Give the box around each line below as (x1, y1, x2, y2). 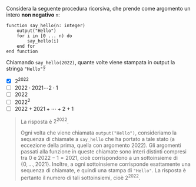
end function (6, 48, 38, 54)
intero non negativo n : (6, 11, 60, 18)
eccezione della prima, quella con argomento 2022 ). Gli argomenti (20, 142, 181, 149)
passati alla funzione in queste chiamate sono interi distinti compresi (20, 148, 187, 155)
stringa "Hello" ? (6, 65, 46, 72)
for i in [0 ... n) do (16, 33, 72, 39)
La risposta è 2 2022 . (20, 117, 69, 125)
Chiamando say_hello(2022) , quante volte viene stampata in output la (6, 59, 175, 65)
